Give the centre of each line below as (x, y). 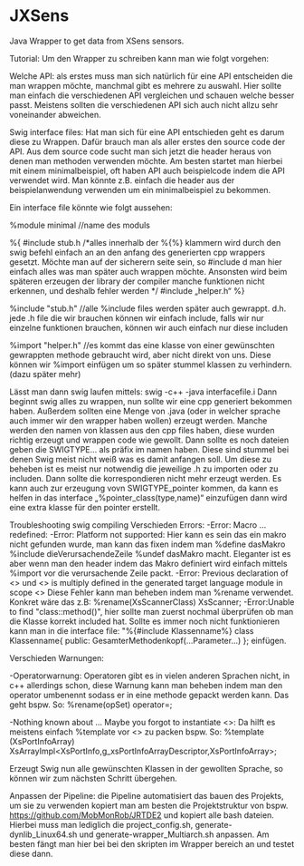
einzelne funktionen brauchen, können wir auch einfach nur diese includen (149, 327)
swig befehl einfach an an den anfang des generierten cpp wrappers (137, 252)
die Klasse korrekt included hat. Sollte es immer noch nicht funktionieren (145, 621)
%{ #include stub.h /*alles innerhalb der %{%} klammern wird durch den (145, 242)
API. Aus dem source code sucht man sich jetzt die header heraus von (140, 151)
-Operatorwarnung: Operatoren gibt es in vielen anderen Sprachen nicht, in (150, 676)
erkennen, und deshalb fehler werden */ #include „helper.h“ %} (127, 290)
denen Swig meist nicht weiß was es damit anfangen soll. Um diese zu (140, 459)
